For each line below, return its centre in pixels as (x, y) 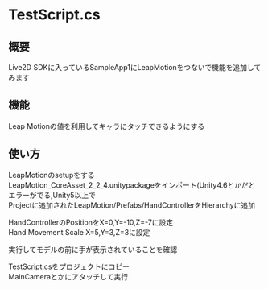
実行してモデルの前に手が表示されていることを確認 (93, 249)
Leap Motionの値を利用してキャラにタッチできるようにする (107, 126)
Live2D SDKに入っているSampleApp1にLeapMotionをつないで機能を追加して (135, 67)
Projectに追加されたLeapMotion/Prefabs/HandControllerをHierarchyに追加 (132, 205)
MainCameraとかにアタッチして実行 (68, 276)
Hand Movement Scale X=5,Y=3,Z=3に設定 (79, 232)
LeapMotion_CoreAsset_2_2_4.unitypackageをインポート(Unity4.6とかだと (132, 185)
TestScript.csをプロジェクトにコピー (69, 266)
